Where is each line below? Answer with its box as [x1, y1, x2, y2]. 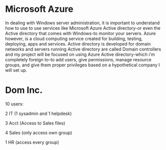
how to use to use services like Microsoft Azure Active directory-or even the [5, 25, 161, 31]
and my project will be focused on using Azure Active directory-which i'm [5, 51, 155, 57]
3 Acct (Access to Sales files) [5, 120, 65, 126]
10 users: [5, 100, 24, 107]
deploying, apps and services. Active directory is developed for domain [5, 41, 151, 47]
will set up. [5, 67, 27, 73]
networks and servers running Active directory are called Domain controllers [5, 46, 162, 52]
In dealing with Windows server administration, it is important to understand [5, 20, 160, 26]
